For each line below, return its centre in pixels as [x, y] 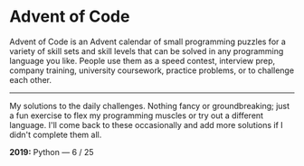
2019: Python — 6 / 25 [52, 152]
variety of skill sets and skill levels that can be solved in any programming [147, 51]
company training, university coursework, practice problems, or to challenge [152, 70]
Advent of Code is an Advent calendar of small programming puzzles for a [148, 41]
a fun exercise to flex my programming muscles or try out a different [137, 115]
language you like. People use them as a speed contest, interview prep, [142, 60]
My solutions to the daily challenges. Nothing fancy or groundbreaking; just [150, 106]
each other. [31, 79]
